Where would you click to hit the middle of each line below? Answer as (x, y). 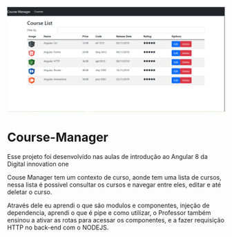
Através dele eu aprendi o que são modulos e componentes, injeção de (108, 206)
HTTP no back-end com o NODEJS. (58, 227)
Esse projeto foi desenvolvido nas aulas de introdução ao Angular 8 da (108, 157)
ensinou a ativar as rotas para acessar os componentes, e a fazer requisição (116, 220)
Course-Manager (58, 138)
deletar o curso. (30, 192)
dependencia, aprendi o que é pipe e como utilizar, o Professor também (109, 213)
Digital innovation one (38, 164)
